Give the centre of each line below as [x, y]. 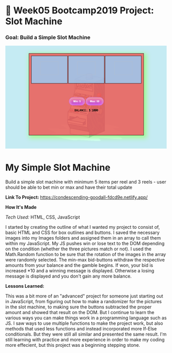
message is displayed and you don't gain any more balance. [69, 276]
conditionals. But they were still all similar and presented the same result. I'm [86, 334]
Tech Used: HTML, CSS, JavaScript [43, 217]
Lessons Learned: [25, 286]
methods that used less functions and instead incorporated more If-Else [81, 328]
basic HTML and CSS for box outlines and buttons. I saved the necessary [82, 232]
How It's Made [21, 207]
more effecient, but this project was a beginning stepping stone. [73, 345]
